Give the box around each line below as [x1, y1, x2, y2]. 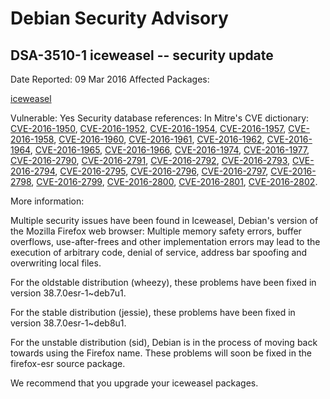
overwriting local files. [10, 257, 102, 269]
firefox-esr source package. [10, 358, 126, 369]
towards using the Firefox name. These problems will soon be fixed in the [10, 347, 312, 359]
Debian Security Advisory [10, 7, 229, 30]
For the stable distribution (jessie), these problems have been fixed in [10, 307, 296, 318]
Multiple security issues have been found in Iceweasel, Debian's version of [10, 215, 319, 226]
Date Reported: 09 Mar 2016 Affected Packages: [10, 73, 210, 85]
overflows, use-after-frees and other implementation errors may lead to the [10, 236, 321, 247]
